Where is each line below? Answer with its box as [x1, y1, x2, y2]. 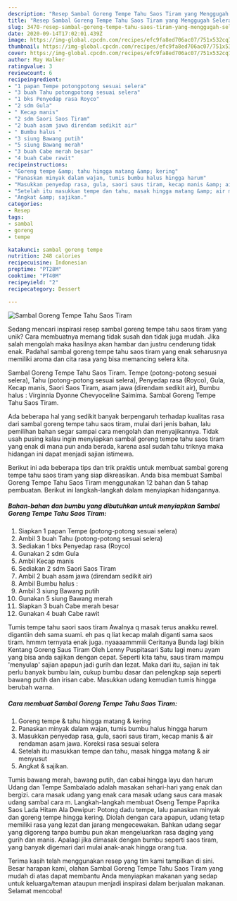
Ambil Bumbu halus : [18, 579, 78, 588]
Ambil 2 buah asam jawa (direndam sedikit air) [18, 572, 153, 581]
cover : [8, 50, 27, 57]
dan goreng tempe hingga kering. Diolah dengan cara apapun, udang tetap [8, 813, 225, 822]
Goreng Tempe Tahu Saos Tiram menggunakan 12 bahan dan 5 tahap [8, 478, 209, 487]
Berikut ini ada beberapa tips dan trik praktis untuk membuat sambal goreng [8, 463, 229, 471]
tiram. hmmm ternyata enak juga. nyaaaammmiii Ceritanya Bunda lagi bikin [8, 638, 224, 646]
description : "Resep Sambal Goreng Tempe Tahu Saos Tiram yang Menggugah [8, 10, 229, 18]
